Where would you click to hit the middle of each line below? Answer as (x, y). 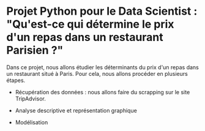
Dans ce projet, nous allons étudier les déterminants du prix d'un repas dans (102, 67)
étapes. (16, 80)
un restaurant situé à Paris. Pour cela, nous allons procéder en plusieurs (97, 73)
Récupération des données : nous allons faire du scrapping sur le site (102, 92)
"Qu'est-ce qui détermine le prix (90, 24)
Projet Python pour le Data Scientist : (102, 11)
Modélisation (32, 122)
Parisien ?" (35, 51)
